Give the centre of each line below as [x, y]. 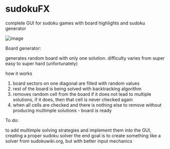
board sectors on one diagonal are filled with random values [76, 83]
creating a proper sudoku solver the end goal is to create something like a [83, 135]
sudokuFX [28, 9]
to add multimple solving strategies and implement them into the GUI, [78, 130]
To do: [12, 120]
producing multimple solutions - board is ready [62, 110]
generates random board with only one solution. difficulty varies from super [85, 58]
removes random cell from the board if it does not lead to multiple [82, 94]
